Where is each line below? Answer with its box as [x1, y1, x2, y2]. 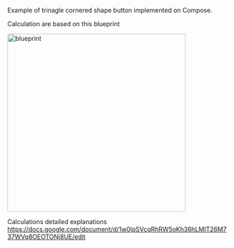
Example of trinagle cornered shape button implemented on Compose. [7, 6, 213, 14]
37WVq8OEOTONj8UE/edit [7, 232, 86, 241]
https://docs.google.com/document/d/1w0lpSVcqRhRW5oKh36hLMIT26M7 [7, 225, 228, 233]
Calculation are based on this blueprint [7, 20, 120, 28]
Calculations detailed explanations [7, 218, 107, 225]
